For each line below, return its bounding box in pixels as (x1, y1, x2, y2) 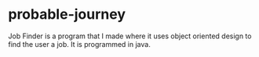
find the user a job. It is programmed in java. (8, 39, 151, 48)
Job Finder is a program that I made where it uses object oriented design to (8, 31, 252, 41)
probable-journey (8, 5, 126, 23)
